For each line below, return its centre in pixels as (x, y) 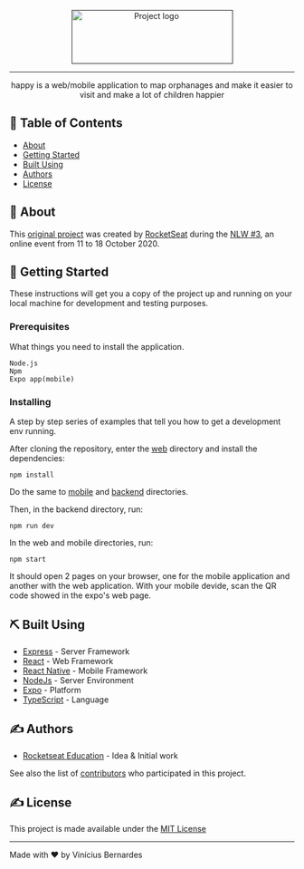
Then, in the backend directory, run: (76, 509)
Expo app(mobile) (42, 379)
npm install (32, 475)
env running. (33, 431)
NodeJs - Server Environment (78, 680)
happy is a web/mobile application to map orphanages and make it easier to (152, 85)
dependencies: (37, 459)
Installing (30, 401)
